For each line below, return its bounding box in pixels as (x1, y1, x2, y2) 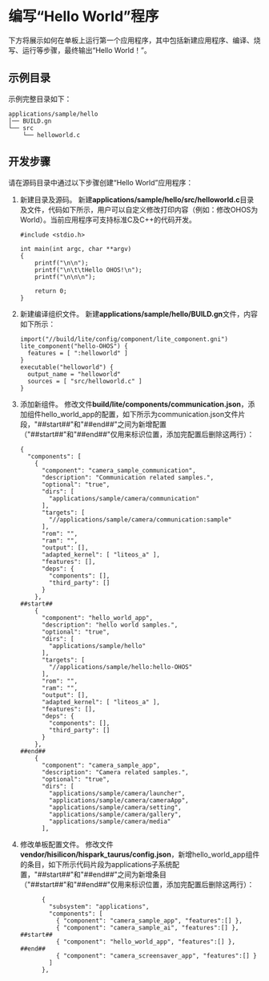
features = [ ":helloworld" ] (27, 349, 128, 357)
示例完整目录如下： (8, 94, 72, 103)
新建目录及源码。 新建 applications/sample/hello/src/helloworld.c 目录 (19, 194, 255, 205)
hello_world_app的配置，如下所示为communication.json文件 (41, 409, 239, 419)
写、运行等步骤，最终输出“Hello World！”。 (8, 45, 151, 55)
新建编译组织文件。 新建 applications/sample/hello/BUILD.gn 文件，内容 (19, 309, 258, 318)
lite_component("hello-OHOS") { (19, 342, 128, 350)
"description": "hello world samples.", (41, 621, 179, 629)
